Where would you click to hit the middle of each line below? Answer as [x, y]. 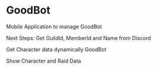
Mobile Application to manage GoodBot [54, 27]
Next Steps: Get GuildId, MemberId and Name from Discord [78, 38]
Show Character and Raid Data [44, 61]
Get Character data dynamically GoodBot [56, 49]
